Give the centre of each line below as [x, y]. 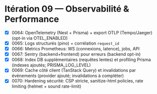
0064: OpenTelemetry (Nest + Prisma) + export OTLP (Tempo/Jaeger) [82, 32]
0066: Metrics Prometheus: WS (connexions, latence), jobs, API [76, 49]
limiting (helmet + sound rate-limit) [46, 86]
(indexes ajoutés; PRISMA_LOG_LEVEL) [51, 65]
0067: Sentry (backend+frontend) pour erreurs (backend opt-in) [76, 54]
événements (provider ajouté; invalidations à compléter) [68, 76]
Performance [32, 19]
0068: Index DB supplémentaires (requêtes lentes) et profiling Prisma [81, 60]
